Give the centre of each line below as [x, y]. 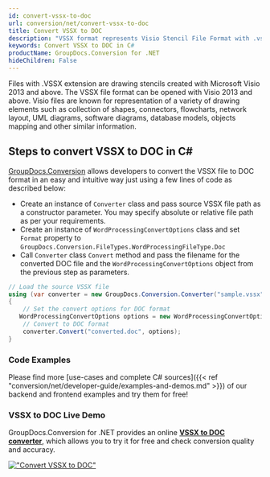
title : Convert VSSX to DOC [55, 31]
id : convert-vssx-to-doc [50, 16]
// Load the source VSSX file [59, 286]
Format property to [51, 237]
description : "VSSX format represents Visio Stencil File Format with [129, 38]
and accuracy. [32, 450]
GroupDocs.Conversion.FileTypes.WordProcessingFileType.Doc [123, 247]
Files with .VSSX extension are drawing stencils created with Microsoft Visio [134, 83]
